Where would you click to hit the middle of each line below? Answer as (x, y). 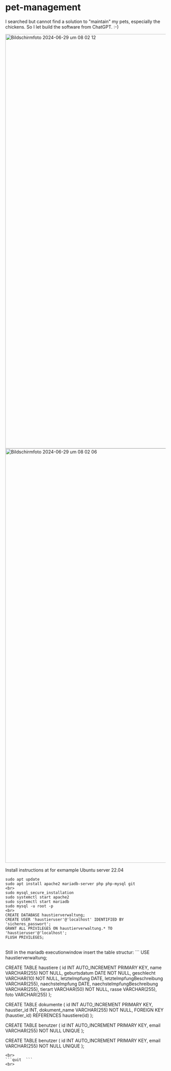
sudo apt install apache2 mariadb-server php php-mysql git (70, 884)
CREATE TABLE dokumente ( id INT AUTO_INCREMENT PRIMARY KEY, (79, 1004)
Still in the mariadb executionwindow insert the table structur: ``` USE (78, 952)
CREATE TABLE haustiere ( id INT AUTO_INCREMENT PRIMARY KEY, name (83, 967)
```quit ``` (19, 1060)
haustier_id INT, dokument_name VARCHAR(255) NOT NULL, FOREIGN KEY (84, 1010)
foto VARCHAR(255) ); (28, 994)
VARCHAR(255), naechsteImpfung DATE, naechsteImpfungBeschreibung (82, 984)
